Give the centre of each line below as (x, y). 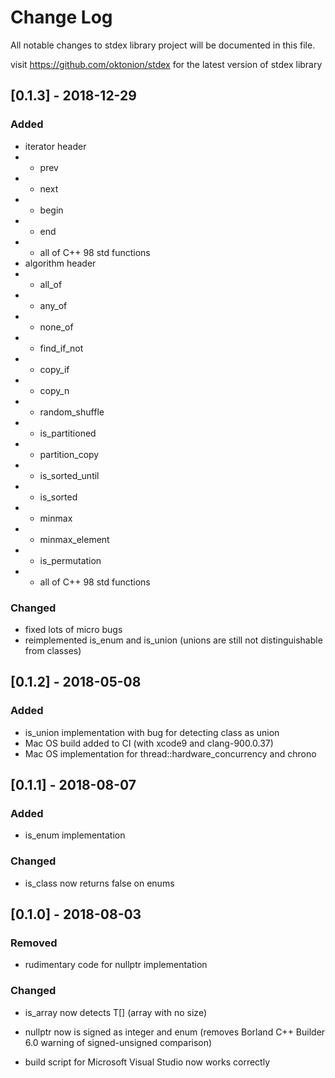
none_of (56, 327)
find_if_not (61, 348)
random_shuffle (72, 412)
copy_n (54, 390)
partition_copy (69, 454)
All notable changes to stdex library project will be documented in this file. (163, 45)
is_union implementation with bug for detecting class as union (152, 732)
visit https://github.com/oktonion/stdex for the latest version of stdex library (166, 64)
